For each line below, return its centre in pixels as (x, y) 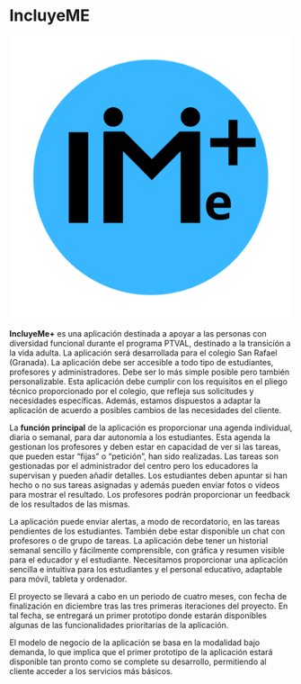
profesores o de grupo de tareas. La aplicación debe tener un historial (139, 540)
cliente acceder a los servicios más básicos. (91, 670)
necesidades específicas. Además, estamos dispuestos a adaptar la (135, 400)
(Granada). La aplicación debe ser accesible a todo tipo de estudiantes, (142, 362)
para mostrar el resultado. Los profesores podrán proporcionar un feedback (150, 494)
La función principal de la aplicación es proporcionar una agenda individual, (151, 427)
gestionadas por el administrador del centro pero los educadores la (134, 465)
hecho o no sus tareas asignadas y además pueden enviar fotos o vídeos (145, 485)
